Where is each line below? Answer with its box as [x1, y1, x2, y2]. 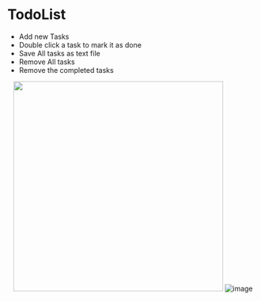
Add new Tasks [18, 32, 70, 41]
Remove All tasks [18, 57, 76, 67]
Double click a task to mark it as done [18, 40, 142, 49]
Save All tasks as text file [18, 48, 100, 58]
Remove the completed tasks [18, 65, 114, 74]
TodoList [7, 6, 66, 24]
